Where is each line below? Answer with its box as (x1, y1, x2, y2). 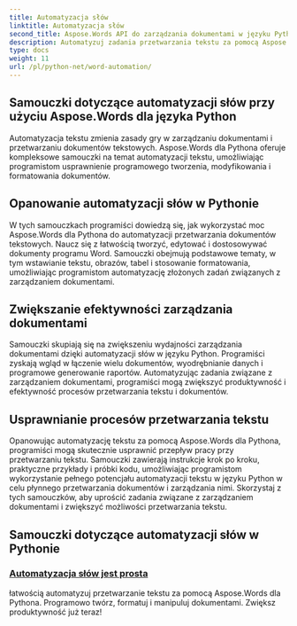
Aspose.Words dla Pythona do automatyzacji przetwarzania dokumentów (9, 229, 277, 239)
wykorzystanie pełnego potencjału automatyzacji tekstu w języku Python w (9, 473, 283, 484)
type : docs (9, 46, 49, 55)
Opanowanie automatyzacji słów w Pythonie (9, 196, 259, 211)
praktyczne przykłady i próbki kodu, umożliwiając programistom (9, 464, 243, 474)
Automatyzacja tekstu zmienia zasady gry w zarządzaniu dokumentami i (9, 132, 273, 143)
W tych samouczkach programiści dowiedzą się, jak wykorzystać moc (9, 219, 265, 231)
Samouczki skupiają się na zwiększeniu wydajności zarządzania (9, 339, 243, 350)
